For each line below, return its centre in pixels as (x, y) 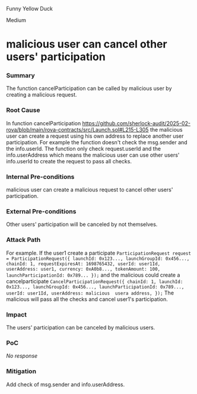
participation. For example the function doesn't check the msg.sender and (97, 142)
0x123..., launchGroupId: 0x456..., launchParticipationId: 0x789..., (95, 287)
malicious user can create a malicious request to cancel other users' (90, 190)
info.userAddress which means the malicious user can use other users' (93, 155)
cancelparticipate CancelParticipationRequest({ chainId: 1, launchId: (95, 281)
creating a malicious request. (42, 95)
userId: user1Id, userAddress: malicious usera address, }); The (90, 293)
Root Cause (23, 110)
